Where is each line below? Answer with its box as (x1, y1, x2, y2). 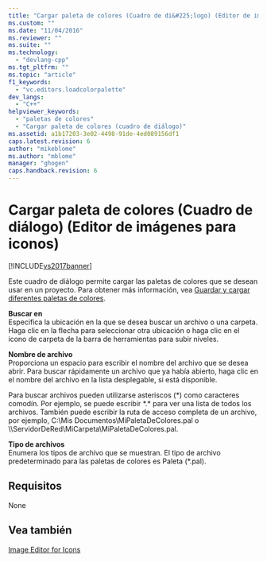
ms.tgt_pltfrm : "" (8, 64, 69, 72)
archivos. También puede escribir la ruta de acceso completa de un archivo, (8, 407, 257, 417)
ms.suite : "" (8, 41, 52, 49)
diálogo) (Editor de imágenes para (8, 218, 237, 236)
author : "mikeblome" (8, 145, 77, 153)
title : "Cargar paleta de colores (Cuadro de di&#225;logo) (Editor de (8, 11, 250, 20)
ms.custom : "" (8, 19, 56, 27)
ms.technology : (8, 48, 59, 56)
